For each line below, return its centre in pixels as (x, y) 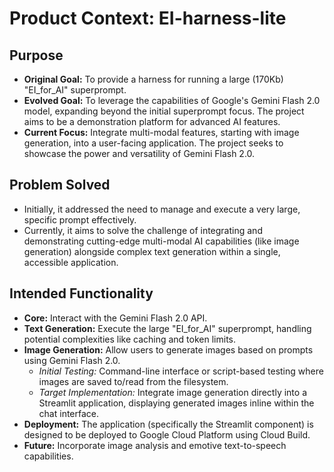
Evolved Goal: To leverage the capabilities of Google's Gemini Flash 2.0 (172, 100)
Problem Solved (60, 185)
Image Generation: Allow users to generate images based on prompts (168, 349)
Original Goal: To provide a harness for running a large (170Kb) (153, 79)
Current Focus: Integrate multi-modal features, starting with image (161, 132)
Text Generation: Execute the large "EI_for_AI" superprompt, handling (167, 328)
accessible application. (71, 262)
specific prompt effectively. (80, 219)
